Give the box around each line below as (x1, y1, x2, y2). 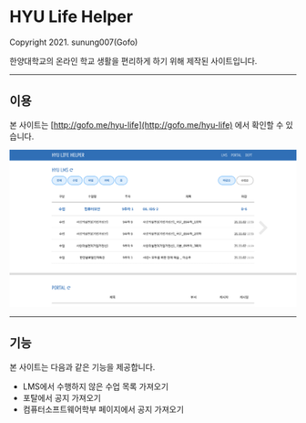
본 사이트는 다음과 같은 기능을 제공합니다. (9, 361, 156, 372)
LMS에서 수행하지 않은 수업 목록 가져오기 (22, 381, 169, 392)
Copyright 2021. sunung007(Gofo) (9, 37, 138, 48)
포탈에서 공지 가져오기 (22, 392, 102, 403)
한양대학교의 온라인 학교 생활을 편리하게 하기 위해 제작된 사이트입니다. (9, 55, 258, 66)
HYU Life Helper (9, 6, 134, 27)
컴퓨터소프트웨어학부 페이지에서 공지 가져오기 (22, 404, 185, 415)
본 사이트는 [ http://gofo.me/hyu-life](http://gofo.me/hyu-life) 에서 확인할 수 (9, 119, 284, 130)
